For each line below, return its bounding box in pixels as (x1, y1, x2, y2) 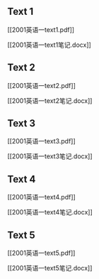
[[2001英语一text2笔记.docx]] (7, 96, 93, 105)
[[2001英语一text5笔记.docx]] (7, 264, 93, 273)
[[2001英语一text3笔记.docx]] (7, 152, 93, 160)
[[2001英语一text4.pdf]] (7, 193, 76, 202)
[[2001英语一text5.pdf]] (7, 248, 76, 258)
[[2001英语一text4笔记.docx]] (7, 208, 93, 217)
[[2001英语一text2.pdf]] (7, 81, 76, 89)
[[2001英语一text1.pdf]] (7, 25, 75, 34)
